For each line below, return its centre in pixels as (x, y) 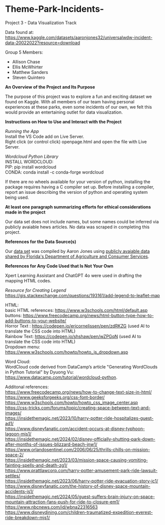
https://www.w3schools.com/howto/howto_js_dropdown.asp (67, 352)
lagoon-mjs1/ (18, 433)
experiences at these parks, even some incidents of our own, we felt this (79, 107)
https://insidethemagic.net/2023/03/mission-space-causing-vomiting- (77, 460)
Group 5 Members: (24, 52)
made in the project (25, 212)
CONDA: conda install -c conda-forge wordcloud (55, 172)
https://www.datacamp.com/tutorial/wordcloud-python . (61, 377)
